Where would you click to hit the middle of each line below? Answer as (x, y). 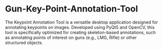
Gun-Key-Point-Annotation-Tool (72, 9)
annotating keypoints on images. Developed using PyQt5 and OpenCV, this (80, 27)
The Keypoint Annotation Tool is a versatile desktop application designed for (81, 22)
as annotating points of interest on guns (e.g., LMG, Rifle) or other (71, 37)
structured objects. (24, 42)
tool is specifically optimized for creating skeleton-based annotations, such (81, 32)
